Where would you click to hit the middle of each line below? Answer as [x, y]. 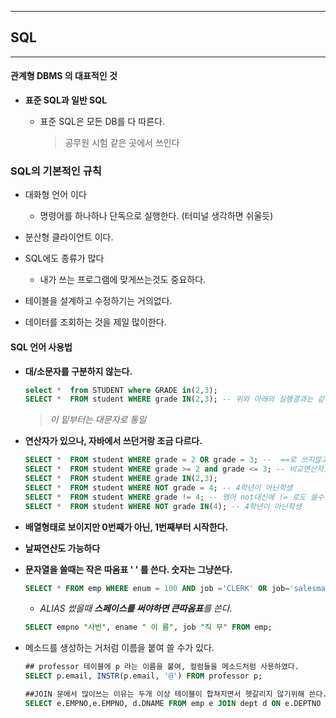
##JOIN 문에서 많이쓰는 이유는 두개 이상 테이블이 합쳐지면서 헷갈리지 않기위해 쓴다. [176, 694]
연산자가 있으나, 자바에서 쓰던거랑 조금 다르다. [113, 441]
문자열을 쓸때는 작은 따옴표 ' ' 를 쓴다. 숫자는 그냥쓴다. [128, 569]
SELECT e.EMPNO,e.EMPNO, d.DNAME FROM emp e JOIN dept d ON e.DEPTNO [173, 703]
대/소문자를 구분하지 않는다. [78, 371]
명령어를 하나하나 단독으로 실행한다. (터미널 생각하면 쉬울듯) [156, 216]
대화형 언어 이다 [55, 195]
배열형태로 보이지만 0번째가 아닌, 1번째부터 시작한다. [126, 527]
